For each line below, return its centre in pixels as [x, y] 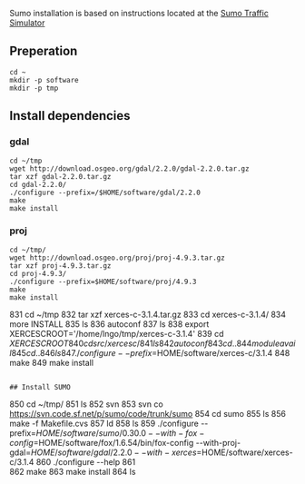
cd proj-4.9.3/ [38, 273]
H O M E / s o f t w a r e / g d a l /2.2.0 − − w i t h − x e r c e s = [116, 452]
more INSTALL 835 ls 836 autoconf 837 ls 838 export [109, 324]
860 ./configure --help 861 [86, 461]
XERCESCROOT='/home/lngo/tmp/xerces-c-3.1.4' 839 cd [117, 333]
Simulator [27, 23]
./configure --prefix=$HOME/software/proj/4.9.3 [103, 282]
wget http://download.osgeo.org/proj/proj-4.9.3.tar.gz [117, 258]
